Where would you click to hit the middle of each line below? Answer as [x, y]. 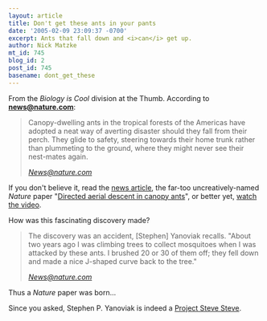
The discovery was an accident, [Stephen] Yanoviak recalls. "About [140, 236]
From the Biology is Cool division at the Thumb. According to [109, 98]
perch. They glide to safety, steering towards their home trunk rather [142, 139]
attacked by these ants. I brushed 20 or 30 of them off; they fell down [143, 253]
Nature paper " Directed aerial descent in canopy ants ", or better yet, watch [133, 196]
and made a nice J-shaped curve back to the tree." [112, 261]
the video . [25, 205]
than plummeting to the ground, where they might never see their [136, 148]
